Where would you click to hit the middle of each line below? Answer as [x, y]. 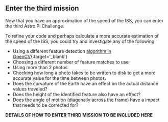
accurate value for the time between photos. [59, 78]
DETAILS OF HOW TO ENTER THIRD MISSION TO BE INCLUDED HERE [79, 115]
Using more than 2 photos [40, 67]
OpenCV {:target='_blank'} [40, 56]
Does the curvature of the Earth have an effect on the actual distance [85, 83]
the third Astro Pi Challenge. [35, 26]
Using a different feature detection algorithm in [62, 51]
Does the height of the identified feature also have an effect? [77, 94]
